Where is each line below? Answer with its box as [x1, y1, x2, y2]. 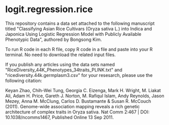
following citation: [5, 77, 42, 84]
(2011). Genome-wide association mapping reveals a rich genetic [5, 103, 140, 109]
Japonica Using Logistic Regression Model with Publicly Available [5, 31, 142, 37]
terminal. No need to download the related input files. [5, 52, 116, 58]
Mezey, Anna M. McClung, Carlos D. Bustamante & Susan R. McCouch [5, 98, 151, 104]
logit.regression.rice [5, 4, 93, 15]
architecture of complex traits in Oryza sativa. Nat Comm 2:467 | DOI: [5, 109, 150, 115]
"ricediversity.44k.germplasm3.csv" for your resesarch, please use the [5, 72, 153, 78]
